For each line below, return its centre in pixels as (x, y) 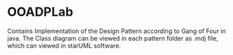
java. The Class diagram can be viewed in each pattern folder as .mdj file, (113, 38)
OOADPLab (40, 12)
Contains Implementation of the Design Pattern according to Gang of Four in (117, 31)
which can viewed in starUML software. (64, 45)
